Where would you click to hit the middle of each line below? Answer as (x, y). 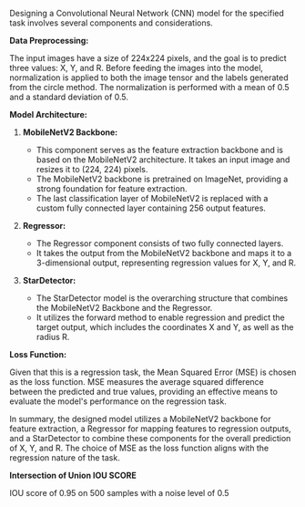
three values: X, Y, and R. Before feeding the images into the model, (137, 68)
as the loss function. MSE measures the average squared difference (137, 382)
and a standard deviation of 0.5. (69, 97)
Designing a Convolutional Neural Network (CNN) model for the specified (147, 13)
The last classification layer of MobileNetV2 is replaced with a (152, 198)
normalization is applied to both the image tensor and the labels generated (149, 78)
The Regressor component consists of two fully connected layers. (160, 243)
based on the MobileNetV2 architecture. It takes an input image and (163, 160)
